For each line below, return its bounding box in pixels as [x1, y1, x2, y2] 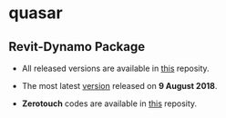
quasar [8, 3, 63, 24]
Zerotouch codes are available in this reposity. [21, 98, 198, 109]
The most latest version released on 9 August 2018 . [21, 81, 218, 91]
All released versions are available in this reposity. [21, 63, 211, 74]
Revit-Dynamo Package [8, 39, 146, 54]
